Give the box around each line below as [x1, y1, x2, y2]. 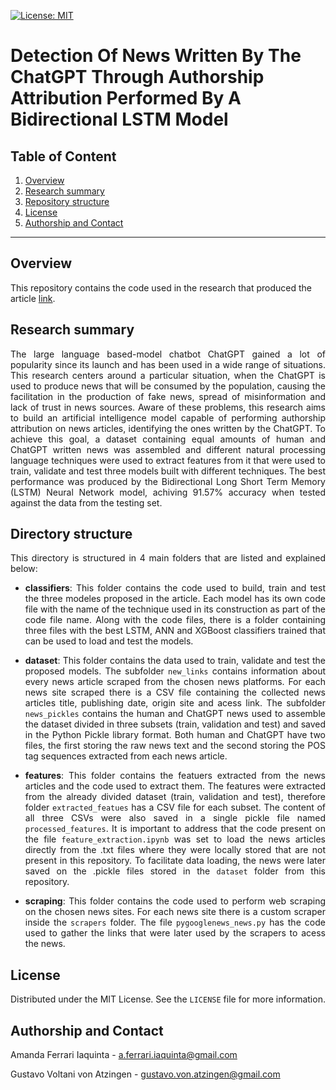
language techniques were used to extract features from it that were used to [10, 454, 326, 466]
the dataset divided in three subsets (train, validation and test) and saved [24, 718, 326, 730]
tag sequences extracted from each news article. [24, 750, 228, 762]
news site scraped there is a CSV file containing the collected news [24, 686, 326, 699]
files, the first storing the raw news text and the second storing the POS [24, 740, 326, 752]
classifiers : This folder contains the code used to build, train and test [24, 582, 326, 594]
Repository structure [24, 196, 110, 207]
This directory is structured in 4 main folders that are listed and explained [10, 552, 326, 564]
